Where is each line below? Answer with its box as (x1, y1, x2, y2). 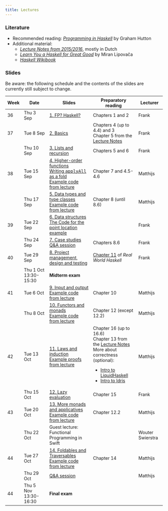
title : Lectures (5, 7, 39, 13)
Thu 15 (23, 389, 39, 395)
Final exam (49, 490, 72, 496)
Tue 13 (23, 351, 39, 357)
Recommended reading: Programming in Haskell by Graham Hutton (12, 35, 151, 41)
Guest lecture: (49, 424, 78, 430)
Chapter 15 (92, 392, 116, 398)
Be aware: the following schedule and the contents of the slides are (5, 81, 144, 87)
